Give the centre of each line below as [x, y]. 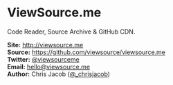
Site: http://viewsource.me [45, 45]
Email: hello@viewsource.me [49, 66]
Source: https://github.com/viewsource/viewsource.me [86, 52]
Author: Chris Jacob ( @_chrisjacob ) [59, 74]
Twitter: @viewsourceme [43, 59]
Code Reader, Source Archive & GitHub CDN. [71, 32]
